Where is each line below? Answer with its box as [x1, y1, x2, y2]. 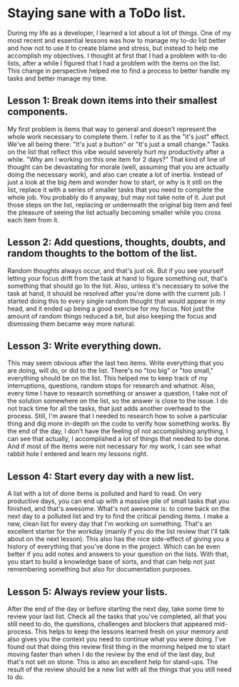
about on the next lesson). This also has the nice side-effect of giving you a [7, 534, 230, 543]
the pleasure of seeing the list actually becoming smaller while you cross [7, 208, 221, 217]
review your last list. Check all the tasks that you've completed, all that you [7, 612, 227, 621]
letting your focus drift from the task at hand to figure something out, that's [7, 274, 228, 282]
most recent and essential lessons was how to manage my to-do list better [7, 36, 227, 44]
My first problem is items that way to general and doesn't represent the [7, 125, 216, 133]
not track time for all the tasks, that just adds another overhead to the [7, 404, 211, 413]
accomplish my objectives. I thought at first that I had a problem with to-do [7, 51, 227, 60]
